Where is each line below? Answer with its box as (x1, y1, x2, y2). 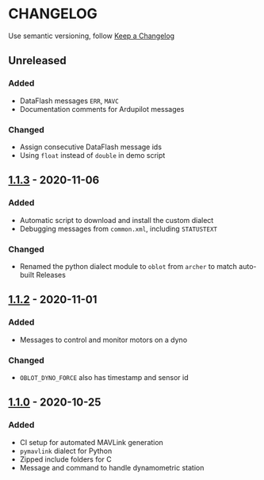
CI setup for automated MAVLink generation (19, 437, 164, 447)
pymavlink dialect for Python (19, 446, 113, 455)
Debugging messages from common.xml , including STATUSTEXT (19, 224, 218, 233)
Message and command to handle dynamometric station (19, 463, 205, 472)
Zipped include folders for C (19, 454, 113, 464)
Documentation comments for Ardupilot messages (19, 104, 185, 113)
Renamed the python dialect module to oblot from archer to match (19, 261, 238, 271)
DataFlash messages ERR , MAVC (19, 96, 119, 106)
